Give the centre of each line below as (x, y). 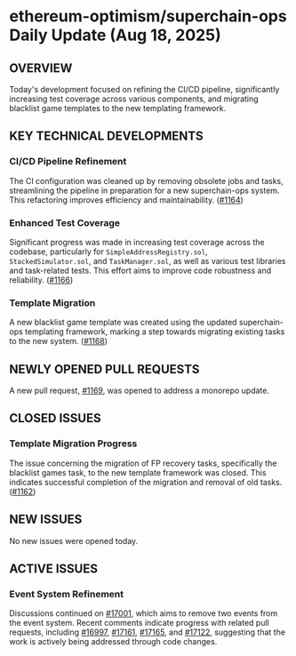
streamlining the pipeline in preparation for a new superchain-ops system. (144, 190)
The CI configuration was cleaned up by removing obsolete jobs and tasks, (146, 180)
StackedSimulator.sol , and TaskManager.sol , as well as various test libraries (148, 260)
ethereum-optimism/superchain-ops (148, 16)
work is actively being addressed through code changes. (113, 642)
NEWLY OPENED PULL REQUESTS (104, 369)
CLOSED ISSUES (55, 418)
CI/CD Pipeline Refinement (68, 162)
